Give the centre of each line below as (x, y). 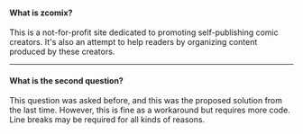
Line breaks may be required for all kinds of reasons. (107, 120)
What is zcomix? (41, 13)
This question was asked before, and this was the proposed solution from (146, 101)
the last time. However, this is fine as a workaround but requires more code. (150, 110)
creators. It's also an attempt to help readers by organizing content (133, 42)
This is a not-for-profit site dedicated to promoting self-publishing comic (144, 32)
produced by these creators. (62, 52)
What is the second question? (66, 80)
